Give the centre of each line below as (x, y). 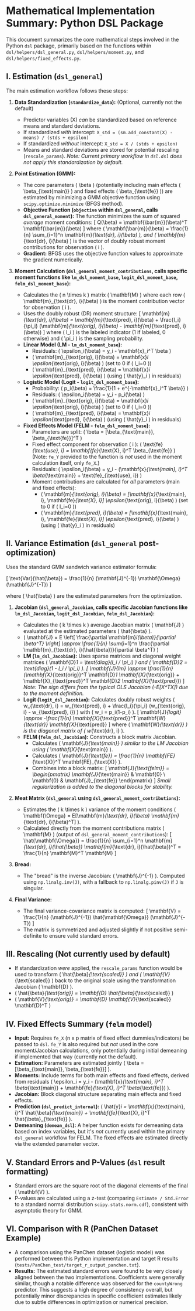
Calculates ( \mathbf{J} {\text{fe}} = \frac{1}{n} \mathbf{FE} (104, 755)
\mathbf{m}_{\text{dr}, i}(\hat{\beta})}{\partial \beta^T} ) (91, 649)
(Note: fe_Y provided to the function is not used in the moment (107, 457)
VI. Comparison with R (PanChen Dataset (82, 1229)
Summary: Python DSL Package (85, 23)
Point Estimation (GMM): (45, 173)
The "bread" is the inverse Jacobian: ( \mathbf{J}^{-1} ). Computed (104, 876)
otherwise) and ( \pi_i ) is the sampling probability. (83, 338)
